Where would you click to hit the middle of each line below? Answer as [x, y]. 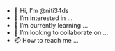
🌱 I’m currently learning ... [51, 25]
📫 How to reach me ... [46, 40]
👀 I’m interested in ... [43, 18]
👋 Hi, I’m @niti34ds [41, 11]
